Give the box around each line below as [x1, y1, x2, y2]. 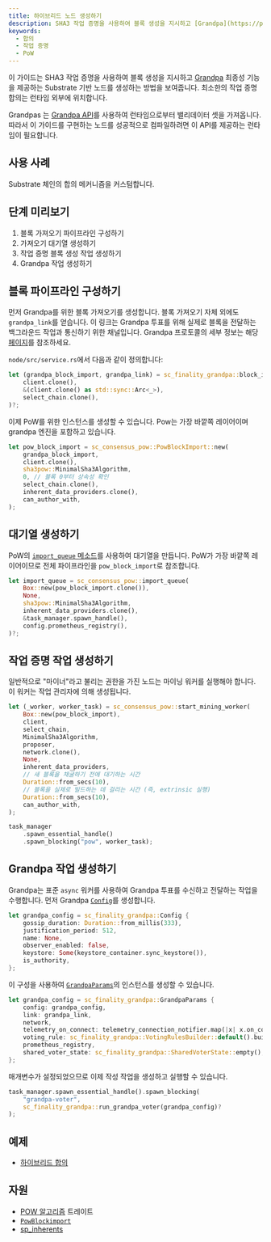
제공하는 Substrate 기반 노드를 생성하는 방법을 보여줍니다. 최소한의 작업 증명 [16, 82, 258, 92]
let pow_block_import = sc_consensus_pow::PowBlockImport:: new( [8, 442, 229, 451]
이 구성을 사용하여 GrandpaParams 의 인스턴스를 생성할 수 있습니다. [8, 979, 215, 989]
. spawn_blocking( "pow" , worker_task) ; [23, 838, 153, 846]
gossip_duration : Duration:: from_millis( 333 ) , [23, 919, 182, 927]
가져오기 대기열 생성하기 [19, 238, 97, 247]
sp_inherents [19, 1224, 64, 1234]
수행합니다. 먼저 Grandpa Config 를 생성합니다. [8, 895, 156, 905]
